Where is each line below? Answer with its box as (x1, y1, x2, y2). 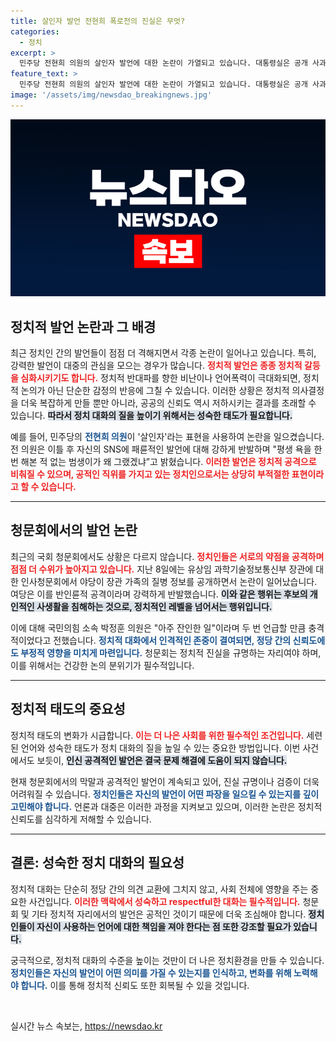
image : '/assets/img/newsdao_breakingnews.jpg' (10, 90, 213, 100)
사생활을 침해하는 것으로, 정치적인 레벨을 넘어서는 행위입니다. (36, 600, 273, 612)
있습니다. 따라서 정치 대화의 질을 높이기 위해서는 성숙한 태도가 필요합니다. (10, 410, 293, 422)
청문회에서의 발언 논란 (10, 522, 138, 539)
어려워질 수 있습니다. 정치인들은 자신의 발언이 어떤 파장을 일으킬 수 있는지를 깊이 (10, 788, 320, 800)
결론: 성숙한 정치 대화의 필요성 (10, 855, 185, 872)
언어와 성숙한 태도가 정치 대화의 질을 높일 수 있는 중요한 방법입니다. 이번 (20, 741, 301, 754)
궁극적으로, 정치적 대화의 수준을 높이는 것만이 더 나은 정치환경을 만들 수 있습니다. (10, 954, 325, 966)
